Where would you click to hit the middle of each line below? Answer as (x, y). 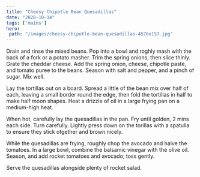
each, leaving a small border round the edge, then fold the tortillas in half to (99, 95)
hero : (13, 28)
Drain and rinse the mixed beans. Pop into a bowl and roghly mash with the (99, 51)
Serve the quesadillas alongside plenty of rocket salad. (74, 168)
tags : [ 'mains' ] (26, 23)
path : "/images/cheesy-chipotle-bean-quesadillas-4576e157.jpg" (91, 34)
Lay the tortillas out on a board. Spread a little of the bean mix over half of (98, 88)
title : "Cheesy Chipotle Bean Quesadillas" (62, 12)
